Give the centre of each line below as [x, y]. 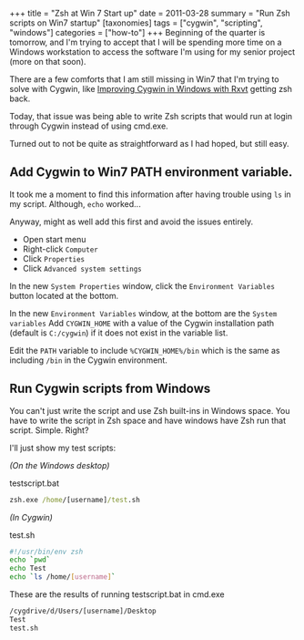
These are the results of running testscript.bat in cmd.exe [117, 594]
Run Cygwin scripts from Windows [110, 389]
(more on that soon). [48, 62]
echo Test [28, 569]
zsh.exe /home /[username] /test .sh [75, 500]
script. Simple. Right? [49, 430]
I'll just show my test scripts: [63, 448]
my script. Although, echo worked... [75, 203]
